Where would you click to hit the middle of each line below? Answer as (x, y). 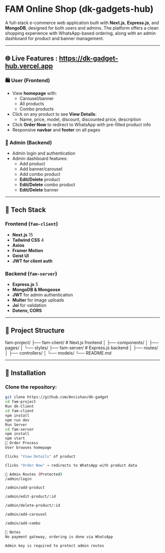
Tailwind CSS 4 (28, 240)
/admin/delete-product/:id (33, 506)
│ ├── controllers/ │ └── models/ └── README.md (58, 353)
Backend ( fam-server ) (31, 273)
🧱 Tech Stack (26, 210)
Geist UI (20, 256)
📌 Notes (13, 532)
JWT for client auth (32, 261)
